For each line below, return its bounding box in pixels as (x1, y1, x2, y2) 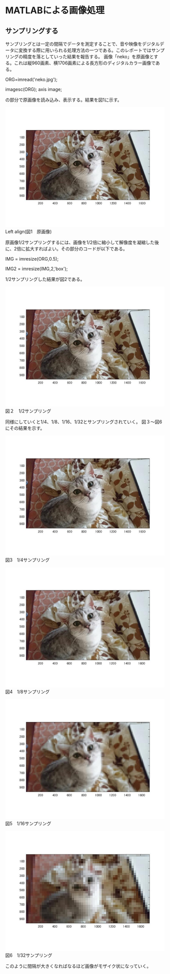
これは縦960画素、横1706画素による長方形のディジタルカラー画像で (14, 60, 156, 66)
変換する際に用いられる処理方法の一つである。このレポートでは (18, 47, 152, 53)
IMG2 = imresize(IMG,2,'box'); (5, 266, 68, 272)
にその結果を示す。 (5, 425, 45, 431)
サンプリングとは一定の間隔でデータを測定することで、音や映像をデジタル (5, 41, 160, 47)
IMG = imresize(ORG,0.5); (5, 256, 59, 262)
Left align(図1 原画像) (5, 229, 52, 234)
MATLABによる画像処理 (5, 5, 105, 16)
